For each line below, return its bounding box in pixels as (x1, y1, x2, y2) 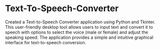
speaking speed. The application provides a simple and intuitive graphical (5, 34, 154, 40)
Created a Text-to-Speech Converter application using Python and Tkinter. (5, 19, 156, 25)
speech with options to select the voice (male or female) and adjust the (5, 29, 148, 35)
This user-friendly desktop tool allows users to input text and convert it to (5, 24, 153, 30)
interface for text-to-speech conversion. (5, 39, 87, 45)
